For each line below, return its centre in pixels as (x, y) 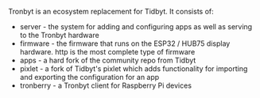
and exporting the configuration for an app (89, 77)
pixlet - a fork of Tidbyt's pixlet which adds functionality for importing (134, 69)
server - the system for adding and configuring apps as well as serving (136, 26)
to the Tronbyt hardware (59, 35)
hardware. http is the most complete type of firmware (107, 52)
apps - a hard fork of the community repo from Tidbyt (108, 60)
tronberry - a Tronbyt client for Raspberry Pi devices (106, 85)
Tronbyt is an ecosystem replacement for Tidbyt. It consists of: (111, 11)
